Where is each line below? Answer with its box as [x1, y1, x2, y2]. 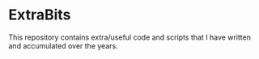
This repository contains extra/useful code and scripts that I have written [8, 32, 251, 42]
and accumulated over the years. [8, 40, 119, 50]
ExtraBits [8, 6, 71, 24]
